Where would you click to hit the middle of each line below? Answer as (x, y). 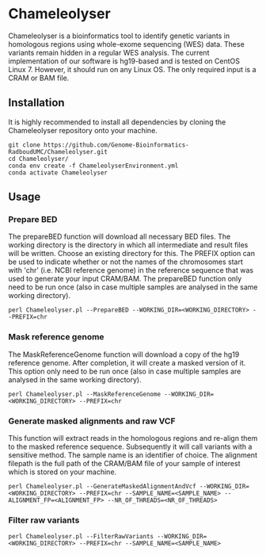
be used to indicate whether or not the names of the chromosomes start (126, 262)
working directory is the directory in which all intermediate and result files (128, 245)
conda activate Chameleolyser (58, 172)
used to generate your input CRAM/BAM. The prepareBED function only (125, 279)
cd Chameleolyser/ (38, 159)
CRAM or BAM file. (39, 78)
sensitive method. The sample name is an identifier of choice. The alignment (133, 455)
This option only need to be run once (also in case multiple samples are (125, 371)
